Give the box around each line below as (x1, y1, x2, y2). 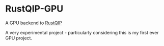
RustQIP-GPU (5, 3, 64, 15)
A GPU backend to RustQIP (5, 20, 62, 26)
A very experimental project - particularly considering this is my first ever (5, 29, 159, 35)
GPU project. (5, 35, 32, 41)
